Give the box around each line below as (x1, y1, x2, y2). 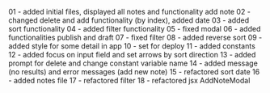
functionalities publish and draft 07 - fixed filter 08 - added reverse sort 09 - (8, 32, 263, 42)
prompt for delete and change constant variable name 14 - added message (8, 58, 259, 68)
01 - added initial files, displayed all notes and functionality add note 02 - (8, 7, 251, 16)
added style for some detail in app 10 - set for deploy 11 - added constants (8, 41, 256, 51)
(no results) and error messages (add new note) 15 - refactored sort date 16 (8, 67, 260, 76)
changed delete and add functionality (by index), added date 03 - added (8, 15, 249, 25)
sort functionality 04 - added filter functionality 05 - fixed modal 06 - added (8, 24, 261, 33)
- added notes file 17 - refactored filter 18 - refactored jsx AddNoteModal (8, 76, 251, 85)
